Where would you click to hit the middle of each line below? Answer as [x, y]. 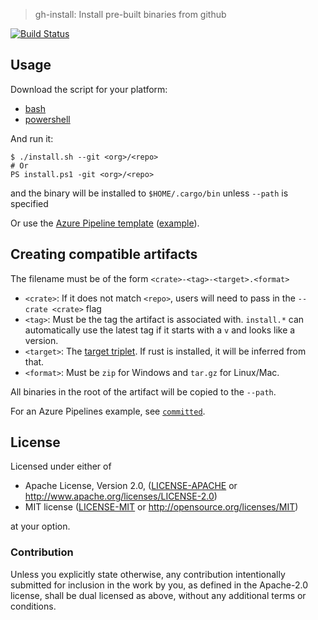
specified [29, 203]
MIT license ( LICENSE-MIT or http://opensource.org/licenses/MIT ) [161, 507]
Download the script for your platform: [89, 89]
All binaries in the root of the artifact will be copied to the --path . [143, 391]
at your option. [40, 526]
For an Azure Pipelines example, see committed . [108, 411]
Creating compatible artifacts [104, 254]
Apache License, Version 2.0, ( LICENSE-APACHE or [131, 486]
